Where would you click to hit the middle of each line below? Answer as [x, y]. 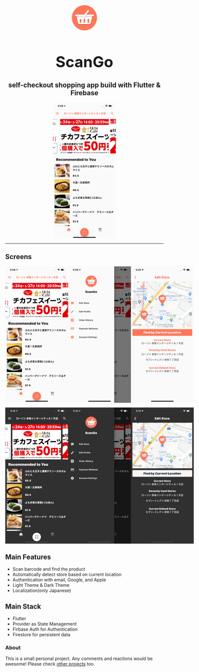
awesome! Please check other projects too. [50, 664]
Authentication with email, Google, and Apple [59, 580]
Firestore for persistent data [41, 635]
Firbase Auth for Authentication [45, 629]
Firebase [84, 93]
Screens [18, 257]
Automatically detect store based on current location [67, 575]
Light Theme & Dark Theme [41, 585]
